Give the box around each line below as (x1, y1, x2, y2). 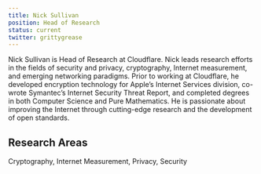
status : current (8, 26, 61, 34)
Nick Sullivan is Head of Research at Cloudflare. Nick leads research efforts (8, 55, 253, 64)
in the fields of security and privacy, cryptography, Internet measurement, (8, 63, 248, 73)
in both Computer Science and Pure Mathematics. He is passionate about (8, 96, 246, 106)
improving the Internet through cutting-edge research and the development (8, 105, 252, 114)
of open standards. (8, 113, 70, 122)
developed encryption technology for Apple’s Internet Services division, (8, 80, 241, 89)
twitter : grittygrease (8, 33, 83, 42)
